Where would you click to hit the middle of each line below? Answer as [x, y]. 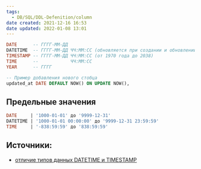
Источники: [29, 145]
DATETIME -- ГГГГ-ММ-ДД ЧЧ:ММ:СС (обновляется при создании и [87, 50]
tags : [13, 12]
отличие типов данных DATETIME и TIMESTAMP [76, 159]
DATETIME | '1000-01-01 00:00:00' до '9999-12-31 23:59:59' [83, 121]
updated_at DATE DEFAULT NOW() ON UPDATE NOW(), [68, 83]
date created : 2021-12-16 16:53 [46, 23]
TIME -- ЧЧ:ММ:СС [49, 61]
